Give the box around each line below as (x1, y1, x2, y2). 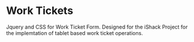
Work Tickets (6, 4, 74, 17)
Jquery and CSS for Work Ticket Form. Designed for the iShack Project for (6, 23, 188, 30)
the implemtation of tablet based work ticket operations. (6, 29, 144, 36)
